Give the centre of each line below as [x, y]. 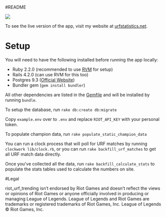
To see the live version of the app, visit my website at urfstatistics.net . [76, 26]
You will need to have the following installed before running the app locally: [82, 59]
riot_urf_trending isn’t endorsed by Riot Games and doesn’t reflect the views [83, 188]
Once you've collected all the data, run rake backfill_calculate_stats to [80, 163]
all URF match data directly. [33, 154]
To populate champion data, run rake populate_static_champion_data [76, 134]
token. [12, 124]
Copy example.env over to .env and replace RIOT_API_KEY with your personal [82, 119]
